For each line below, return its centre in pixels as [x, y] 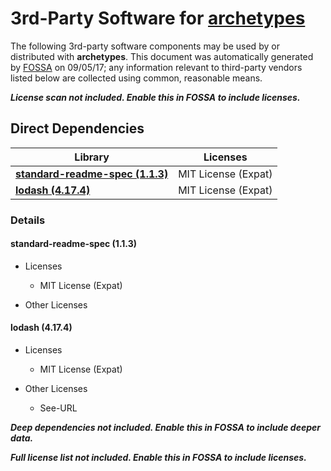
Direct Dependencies [77, 128]
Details [28, 220]
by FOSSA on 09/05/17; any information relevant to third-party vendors [156, 67]
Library [92, 157]
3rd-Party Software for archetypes [158, 18]
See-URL [58, 408]
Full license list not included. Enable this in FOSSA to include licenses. [158, 458]
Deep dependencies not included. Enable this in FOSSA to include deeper [165, 428]
